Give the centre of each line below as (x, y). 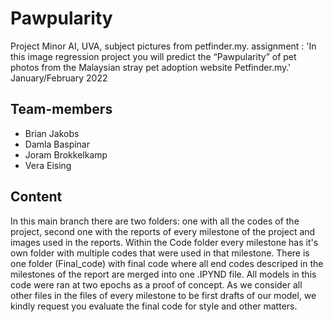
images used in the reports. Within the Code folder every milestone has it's (164, 242)
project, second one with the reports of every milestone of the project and (163, 231)
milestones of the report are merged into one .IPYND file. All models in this (163, 274)
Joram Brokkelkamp (66, 154)
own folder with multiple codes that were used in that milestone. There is (160, 253)
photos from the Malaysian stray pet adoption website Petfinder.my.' (151, 67)
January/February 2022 (59, 78)
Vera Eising (48, 165)
